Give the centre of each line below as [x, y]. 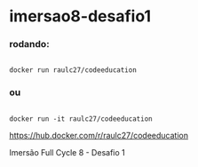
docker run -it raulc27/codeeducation [81, 119]
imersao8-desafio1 [80, 16]
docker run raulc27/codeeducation [73, 70]
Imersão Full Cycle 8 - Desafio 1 [67, 152]
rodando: [30, 44]
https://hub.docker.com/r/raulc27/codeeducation [99, 135]
